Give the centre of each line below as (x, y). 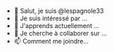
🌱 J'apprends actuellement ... (57, 26)
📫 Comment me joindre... (51, 41)
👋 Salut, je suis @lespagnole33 (59, 11)
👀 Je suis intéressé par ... (51, 18)
